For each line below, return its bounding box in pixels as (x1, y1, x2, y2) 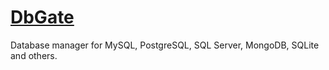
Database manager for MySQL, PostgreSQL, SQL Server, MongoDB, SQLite (10, 39, 320, 51)
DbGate (10, 6, 75, 29)
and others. (10, 49, 58, 61)
